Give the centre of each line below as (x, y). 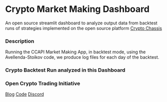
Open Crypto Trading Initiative (43, 84)
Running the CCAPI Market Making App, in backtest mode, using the (75, 52)
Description (20, 41)
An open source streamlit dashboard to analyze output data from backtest (81, 23)
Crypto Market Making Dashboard (77, 9)
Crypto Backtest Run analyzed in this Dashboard (65, 70)
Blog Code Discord (24, 94)
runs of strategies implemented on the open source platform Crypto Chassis (84, 28)
